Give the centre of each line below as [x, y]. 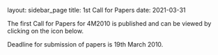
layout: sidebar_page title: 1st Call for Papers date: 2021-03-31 [96, 10]
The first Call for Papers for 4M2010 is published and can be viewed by [109, 23]
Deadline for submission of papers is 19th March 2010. [85, 44]
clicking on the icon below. [45, 31]
